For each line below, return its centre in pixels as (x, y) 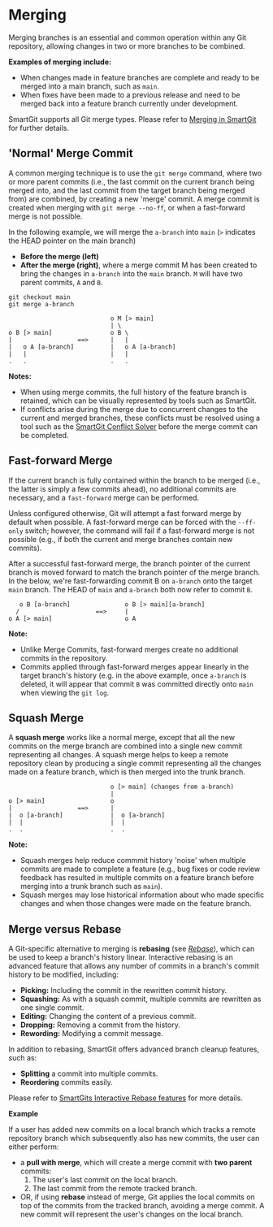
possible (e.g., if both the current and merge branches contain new (121, 539)
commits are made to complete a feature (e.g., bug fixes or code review (140, 869)
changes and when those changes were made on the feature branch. (136, 904)
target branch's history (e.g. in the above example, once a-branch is (133, 675)
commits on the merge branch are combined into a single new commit (126, 746)
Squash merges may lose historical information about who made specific (142, 895)
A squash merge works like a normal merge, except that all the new (122, 738)
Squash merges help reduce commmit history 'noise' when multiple (133, 861)
